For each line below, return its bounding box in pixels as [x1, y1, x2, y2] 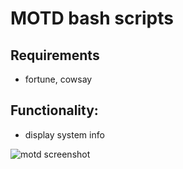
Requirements [10, 47, 100, 64]
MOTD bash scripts [10, 7, 174, 30]
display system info [24, 128, 105, 141]
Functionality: [10, 102, 99, 119]
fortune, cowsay [24, 73, 93, 85]
